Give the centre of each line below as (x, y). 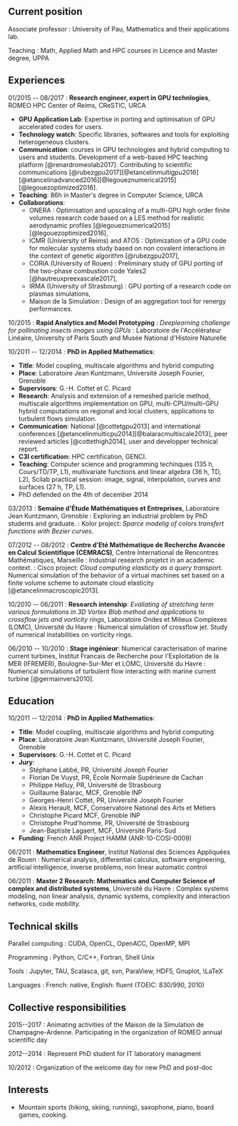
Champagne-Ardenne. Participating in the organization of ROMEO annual (115, 1032)
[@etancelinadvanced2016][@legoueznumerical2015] (97, 180)
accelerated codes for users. (61, 126)
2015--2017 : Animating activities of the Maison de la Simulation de (106, 1025)
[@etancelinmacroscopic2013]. (54, 590)
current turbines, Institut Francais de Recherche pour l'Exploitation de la (114, 655)
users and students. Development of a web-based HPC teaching (113, 157)
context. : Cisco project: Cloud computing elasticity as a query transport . (115, 568)
